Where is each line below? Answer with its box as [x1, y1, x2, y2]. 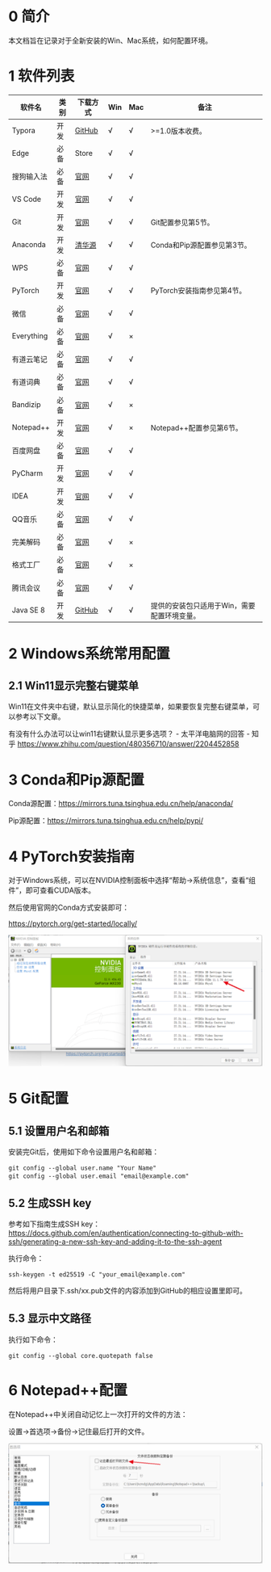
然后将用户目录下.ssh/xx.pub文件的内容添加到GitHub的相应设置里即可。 [8, 1285, 248, 1295]
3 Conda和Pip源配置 [8, 771, 145, 788]
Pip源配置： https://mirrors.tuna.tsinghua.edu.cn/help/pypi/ [8, 816, 204, 826]
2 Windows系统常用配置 [8, 644, 171, 662]
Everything [11, 331, 48, 341]
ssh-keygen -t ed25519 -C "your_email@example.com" [8, 1270, 186, 1279]
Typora [11, 126, 36, 136]
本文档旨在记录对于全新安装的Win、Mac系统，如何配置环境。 [8, 36, 212, 45]
